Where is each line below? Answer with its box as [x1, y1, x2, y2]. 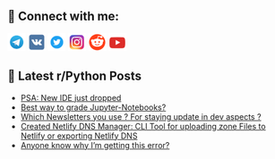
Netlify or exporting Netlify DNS [20, 130, 138, 141]
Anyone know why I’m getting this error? [20, 139, 170, 150]
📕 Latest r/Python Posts [7, 69, 142, 84]
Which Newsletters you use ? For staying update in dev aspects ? [20, 111, 262, 121]
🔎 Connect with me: [7, 9, 119, 24]
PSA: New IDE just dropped [20, 92, 122, 103]
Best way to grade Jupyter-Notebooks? [20, 102, 167, 113]
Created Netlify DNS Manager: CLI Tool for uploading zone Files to [20, 121, 266, 131]
